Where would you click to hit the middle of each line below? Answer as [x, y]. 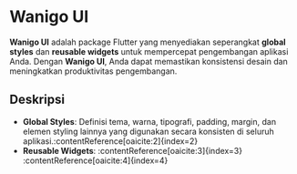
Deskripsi [37, 100]
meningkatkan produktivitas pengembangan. [93, 71]
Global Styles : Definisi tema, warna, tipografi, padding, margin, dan [149, 121]
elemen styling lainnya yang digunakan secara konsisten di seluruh [148, 131]
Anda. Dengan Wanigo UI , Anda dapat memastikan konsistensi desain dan [149, 61]
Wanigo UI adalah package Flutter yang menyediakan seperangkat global [148, 42]
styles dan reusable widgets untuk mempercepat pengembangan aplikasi [149, 51]
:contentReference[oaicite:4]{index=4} [95, 160]
